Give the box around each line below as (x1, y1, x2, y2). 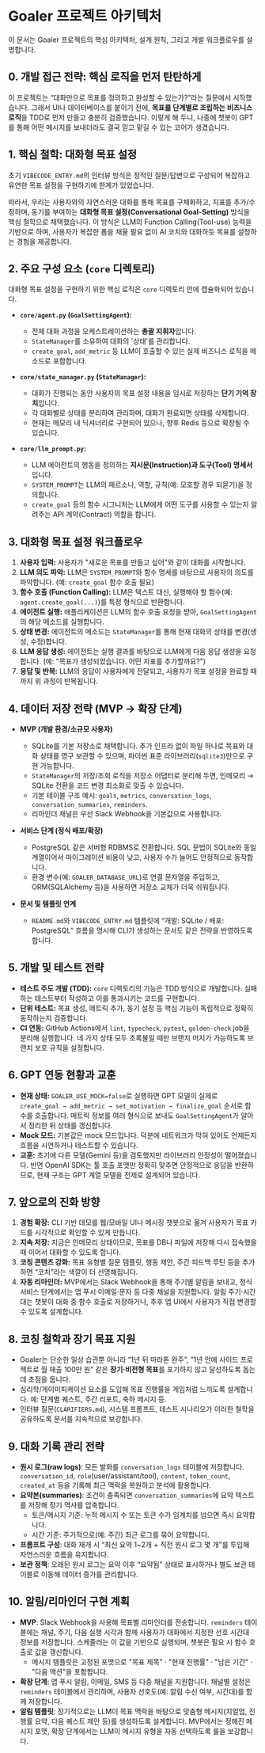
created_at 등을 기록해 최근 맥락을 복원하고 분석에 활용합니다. (19, 1481, 212, 1490)
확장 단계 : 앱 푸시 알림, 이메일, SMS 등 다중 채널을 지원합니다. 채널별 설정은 (19, 1676, 252, 1686)
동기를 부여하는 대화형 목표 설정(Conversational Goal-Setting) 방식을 (31, 207, 251, 216)
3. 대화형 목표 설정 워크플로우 (8, 535, 143, 549)
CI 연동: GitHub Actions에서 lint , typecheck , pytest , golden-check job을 (19, 1023, 250, 1032)
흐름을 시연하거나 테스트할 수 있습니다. (19, 1140, 138, 1150)
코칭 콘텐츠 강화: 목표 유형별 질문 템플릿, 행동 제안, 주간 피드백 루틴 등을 (19, 1257, 240, 1267)
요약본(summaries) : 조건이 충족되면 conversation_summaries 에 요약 (19, 1490, 234, 1500)
